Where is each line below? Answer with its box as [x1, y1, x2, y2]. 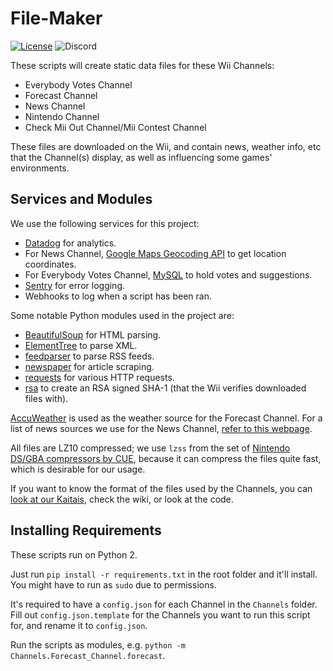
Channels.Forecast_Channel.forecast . [10, 649, 166, 661]
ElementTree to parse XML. [24, 339, 138, 351]
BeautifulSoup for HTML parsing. [24, 328, 162, 341]
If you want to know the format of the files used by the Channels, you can [10, 482, 313, 494]
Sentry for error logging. [24, 279, 125, 291]
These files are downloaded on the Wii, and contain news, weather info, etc [10, 140, 322, 152]
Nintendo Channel [24, 110, 100, 122]
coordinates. [24, 258, 77, 270]
